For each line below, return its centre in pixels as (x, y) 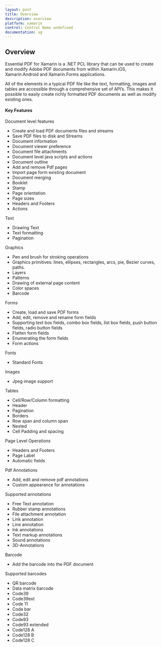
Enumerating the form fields (40, 338)
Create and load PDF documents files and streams (63, 131)
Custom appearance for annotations (49, 485)
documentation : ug (24, 32)
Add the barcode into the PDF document (53, 564)
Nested (20, 426)
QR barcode (24, 583)
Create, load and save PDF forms (45, 312)
